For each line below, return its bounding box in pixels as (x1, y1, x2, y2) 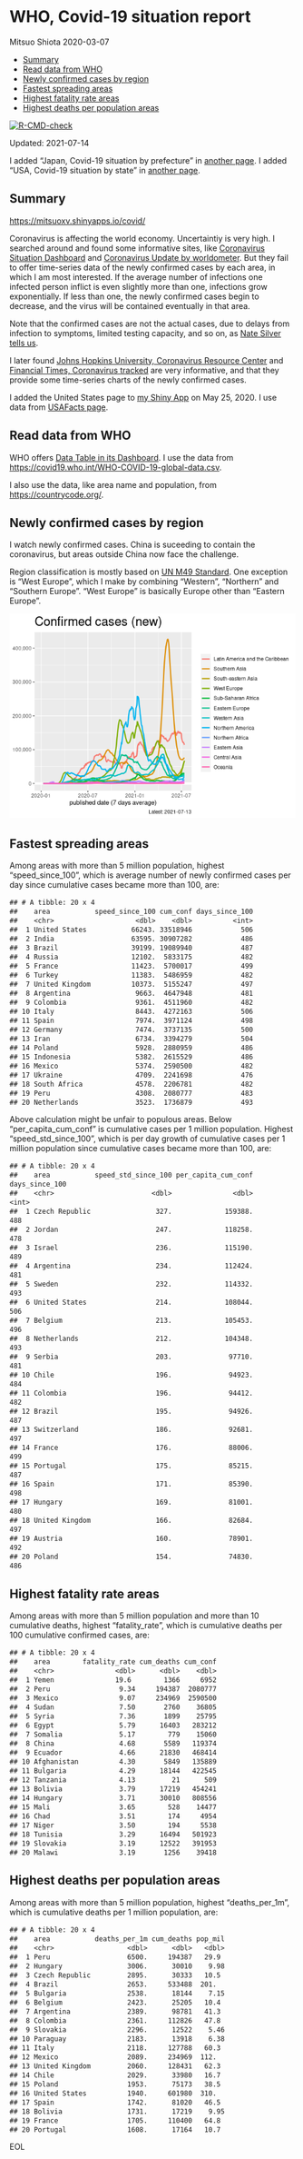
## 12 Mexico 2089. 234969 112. (9, 2052, 218, 2062)
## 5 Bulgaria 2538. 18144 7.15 (9, 1988, 225, 1998)
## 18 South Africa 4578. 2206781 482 (9, 1079, 254, 1089)
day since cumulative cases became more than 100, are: (9, 880, 220, 890)
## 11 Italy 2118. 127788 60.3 (9, 2043, 221, 2053)
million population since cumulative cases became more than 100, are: (9, 1143, 272, 1154)
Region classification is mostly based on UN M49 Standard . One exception (9, 566, 288, 578)
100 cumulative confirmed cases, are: (9, 1629, 150, 1640)
